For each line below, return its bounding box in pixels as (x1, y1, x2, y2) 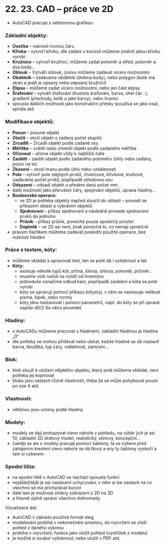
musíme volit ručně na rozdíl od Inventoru (19, 273, 104, 279)
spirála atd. (12, 106, 35, 112)
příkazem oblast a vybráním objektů (19, 203, 93, 209)
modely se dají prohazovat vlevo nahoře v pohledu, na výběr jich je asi (12, 430, 155, 436)
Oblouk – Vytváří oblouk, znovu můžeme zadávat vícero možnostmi (12, 69, 150, 75)
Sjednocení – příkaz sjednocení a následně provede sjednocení (19, 208, 149, 214)
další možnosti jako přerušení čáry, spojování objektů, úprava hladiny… (12, 187, 156, 193)
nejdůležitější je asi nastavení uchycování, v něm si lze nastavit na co (12, 480, 152, 485)
